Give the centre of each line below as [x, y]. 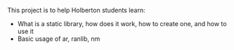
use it [25, 31]
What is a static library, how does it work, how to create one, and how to [122, 24]
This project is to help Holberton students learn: [76, 10]
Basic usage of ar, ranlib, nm [59, 39]
